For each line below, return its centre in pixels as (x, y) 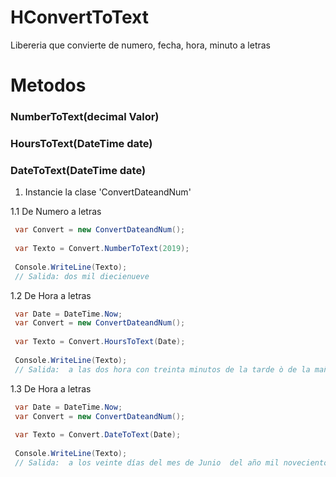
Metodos (48, 85)
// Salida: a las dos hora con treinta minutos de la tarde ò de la (162, 369)
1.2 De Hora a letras (51, 295)
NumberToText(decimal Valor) (85, 117)
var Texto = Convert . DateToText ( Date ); (98, 435)
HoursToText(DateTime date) (81, 143)
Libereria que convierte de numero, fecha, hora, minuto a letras (141, 45)
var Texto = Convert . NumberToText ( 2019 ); (102, 249)
